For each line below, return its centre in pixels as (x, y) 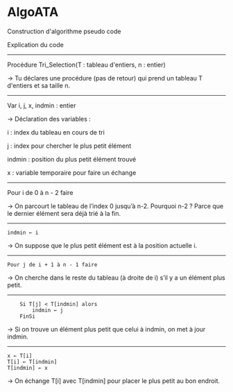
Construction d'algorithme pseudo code (64, 31)
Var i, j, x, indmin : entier (42, 105)
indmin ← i (23, 232)
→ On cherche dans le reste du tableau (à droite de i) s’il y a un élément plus (116, 278)
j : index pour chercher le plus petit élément (69, 146)
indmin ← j (48, 310)
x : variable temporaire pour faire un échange (72, 172)
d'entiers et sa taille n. (39, 85)
